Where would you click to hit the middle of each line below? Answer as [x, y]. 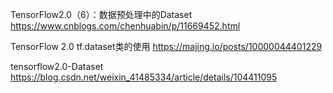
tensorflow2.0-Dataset [57, 66]
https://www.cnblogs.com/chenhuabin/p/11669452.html [125, 26]
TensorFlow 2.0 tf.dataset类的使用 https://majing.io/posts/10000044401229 [166, 46]
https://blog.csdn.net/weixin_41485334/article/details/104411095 [144, 77]
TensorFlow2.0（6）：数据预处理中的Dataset [101, 14]
